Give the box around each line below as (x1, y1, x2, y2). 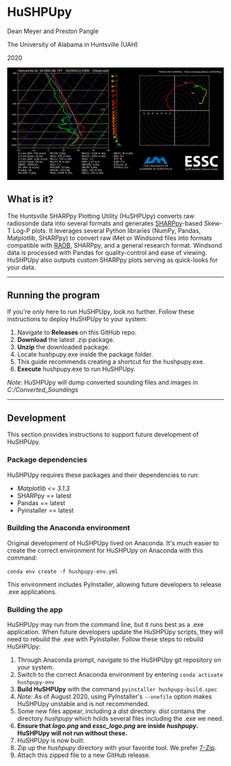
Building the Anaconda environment (7, 523, 131, 533)
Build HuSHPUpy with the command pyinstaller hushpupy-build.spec (16, 685, 218, 694)
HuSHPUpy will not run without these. (16, 729, 128, 738)
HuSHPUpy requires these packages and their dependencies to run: (7, 470, 199, 479)
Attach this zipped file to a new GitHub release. (16, 751, 151, 759)
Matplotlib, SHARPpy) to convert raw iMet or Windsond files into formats (7, 234, 212, 242)
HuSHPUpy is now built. (16, 736, 85, 745)
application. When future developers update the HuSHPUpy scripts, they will (7, 628, 223, 636)
